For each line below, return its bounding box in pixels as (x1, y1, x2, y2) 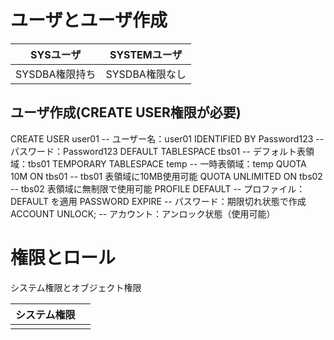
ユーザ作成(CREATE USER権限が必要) (10, 104, 242, 121)
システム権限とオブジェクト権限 (10, 281, 142, 293)
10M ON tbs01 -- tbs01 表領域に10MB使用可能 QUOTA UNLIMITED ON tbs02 (10, 170, 323, 182)
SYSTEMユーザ (109, 47, 183, 61)
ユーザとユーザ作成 (10, 9, 168, 32)
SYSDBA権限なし (105, 67, 187, 81)
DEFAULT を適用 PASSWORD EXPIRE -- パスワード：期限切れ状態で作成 (10, 195, 307, 207)
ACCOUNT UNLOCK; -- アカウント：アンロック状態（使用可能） (10, 207, 276, 220)
